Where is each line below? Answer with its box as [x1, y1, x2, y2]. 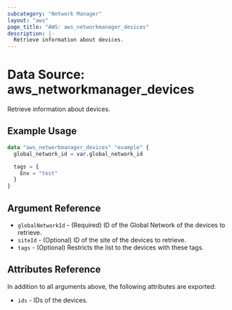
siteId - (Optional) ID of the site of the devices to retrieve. [17, 235, 186, 244]
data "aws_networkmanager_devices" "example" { [7, 143, 150, 151]
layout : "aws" [7, 17, 49, 24]
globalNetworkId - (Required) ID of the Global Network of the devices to [17, 221, 226, 229]
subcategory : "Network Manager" [7, 10, 102, 18]
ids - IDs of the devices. [17, 296, 88, 304]
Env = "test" [20, 169, 58, 176]
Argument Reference [7, 202, 101, 214]
